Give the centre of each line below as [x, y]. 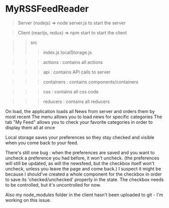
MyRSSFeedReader [47, 9]
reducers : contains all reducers [76, 101]
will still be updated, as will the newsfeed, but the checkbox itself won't [80, 163]
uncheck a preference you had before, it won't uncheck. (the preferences [82, 158]
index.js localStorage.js [67, 52]
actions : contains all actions [73, 62]
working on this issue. [28, 200]
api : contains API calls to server [77, 72]
